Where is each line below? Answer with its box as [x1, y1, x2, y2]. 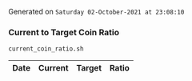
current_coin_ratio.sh [8, 45, 84, 53]
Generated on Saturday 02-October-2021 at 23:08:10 [8, 7, 185, 16]
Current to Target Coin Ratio [8, 26, 120, 38]
